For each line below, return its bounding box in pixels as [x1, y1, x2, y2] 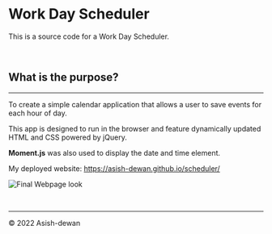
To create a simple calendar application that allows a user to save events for [8, 99, 262, 109]
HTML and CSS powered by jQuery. [8, 132, 127, 142]
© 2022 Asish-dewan [8, 218, 81, 228]
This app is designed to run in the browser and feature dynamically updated [8, 123, 261, 133]
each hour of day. [8, 108, 67, 118]
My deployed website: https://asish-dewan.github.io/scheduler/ [8, 163, 220, 173]
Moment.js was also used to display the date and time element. [8, 148, 221, 157]
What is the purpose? [8, 70, 119, 85]
